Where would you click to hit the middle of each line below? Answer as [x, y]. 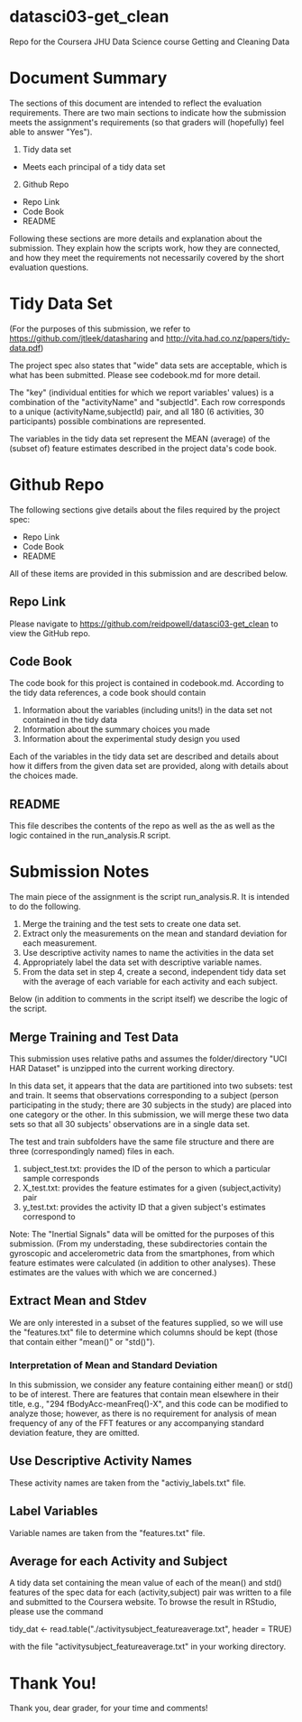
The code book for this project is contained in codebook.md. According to [147, 683]
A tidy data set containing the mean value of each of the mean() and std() [146, 1583]
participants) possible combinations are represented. [108, 421]
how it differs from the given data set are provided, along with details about [149, 766]
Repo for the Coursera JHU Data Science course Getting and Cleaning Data [150, 42]
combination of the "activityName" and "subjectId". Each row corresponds [147, 402]
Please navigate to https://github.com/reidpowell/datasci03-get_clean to [144, 624]
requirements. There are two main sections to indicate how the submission [148, 112]
